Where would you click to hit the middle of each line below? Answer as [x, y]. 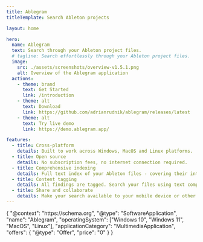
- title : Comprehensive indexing [54, 168]
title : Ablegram [27, 12]
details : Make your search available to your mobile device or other [107, 196]
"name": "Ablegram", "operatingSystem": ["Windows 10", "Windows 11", [95, 219]
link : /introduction [48, 95]
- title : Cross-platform [43, 145]
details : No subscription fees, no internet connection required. [102, 162]
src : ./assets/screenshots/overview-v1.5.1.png [78, 67]
